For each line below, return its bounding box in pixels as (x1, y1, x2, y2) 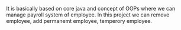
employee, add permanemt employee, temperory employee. (6, 18, 153, 24)
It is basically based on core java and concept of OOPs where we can (6, 5, 176, 12)
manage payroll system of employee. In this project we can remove (6, 11, 170, 18)
